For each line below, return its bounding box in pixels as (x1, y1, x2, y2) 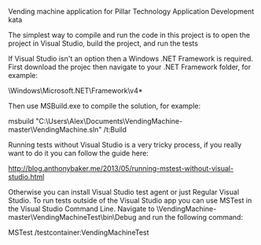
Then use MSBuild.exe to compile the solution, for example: (8, 102, 201, 110)
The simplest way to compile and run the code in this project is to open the (8, 31, 250, 39)
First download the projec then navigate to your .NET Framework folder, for (8, 62, 252, 72)
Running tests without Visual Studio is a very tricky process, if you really (8, 140, 242, 149)
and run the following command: (138, 213, 244, 221)
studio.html (8, 173, 45, 181)
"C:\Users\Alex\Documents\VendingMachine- (35, 117, 183, 125)
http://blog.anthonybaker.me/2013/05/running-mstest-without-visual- (8, 164, 234, 173)
